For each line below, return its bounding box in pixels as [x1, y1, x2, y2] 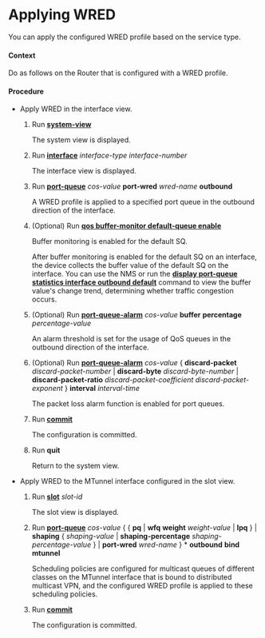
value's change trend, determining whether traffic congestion [31, 286, 234, 296]
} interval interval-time [65, 384, 140, 393]
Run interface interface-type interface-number [31, 150, 188, 161]
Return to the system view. [31, 461, 120, 471]
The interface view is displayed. [31, 166, 137, 176]
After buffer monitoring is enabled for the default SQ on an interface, [31, 252, 258, 261]
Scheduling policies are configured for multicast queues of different [31, 564, 255, 573]
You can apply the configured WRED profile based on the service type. [8, 32, 241, 42]
